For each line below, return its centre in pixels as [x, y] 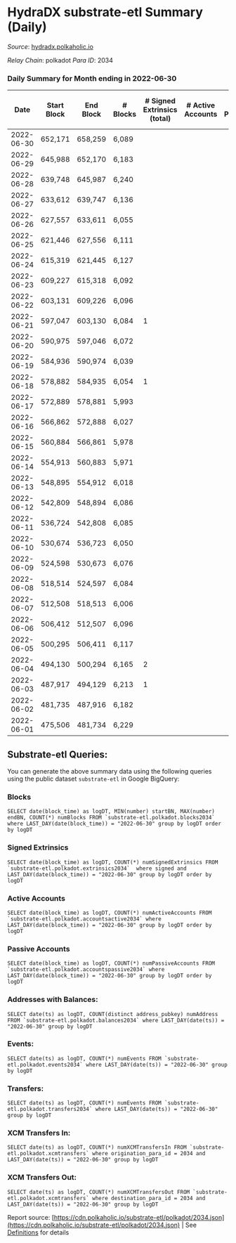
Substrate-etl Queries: [58, 754]
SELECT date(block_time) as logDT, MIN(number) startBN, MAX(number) [111, 812]
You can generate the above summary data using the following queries [110, 772]
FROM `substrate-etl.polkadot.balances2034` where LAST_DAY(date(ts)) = [116, 1020]
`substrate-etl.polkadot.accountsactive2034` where [84, 919]
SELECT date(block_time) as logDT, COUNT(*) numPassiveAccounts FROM [111, 963]
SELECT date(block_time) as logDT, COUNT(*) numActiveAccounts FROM [110, 913]
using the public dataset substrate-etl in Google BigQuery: [93, 779]
